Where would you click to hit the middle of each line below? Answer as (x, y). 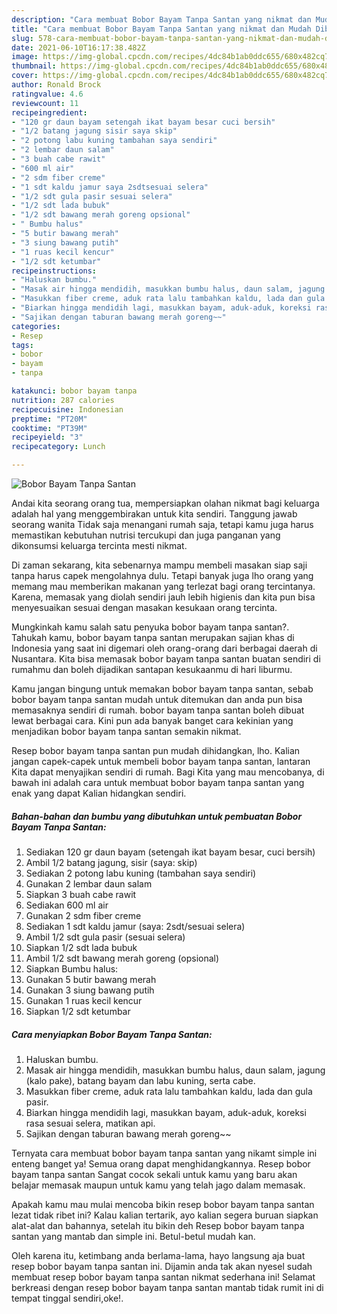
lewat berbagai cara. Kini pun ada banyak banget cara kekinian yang (152, 720)
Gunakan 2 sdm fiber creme (83, 915)
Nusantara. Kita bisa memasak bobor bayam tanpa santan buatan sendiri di (166, 659)
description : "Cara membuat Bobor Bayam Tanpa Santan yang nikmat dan (161, 19)
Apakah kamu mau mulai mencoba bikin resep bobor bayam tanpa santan (163, 1204)
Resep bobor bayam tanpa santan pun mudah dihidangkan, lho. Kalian (156, 750)
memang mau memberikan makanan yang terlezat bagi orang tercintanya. (163, 586)
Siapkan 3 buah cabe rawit (81, 894)
